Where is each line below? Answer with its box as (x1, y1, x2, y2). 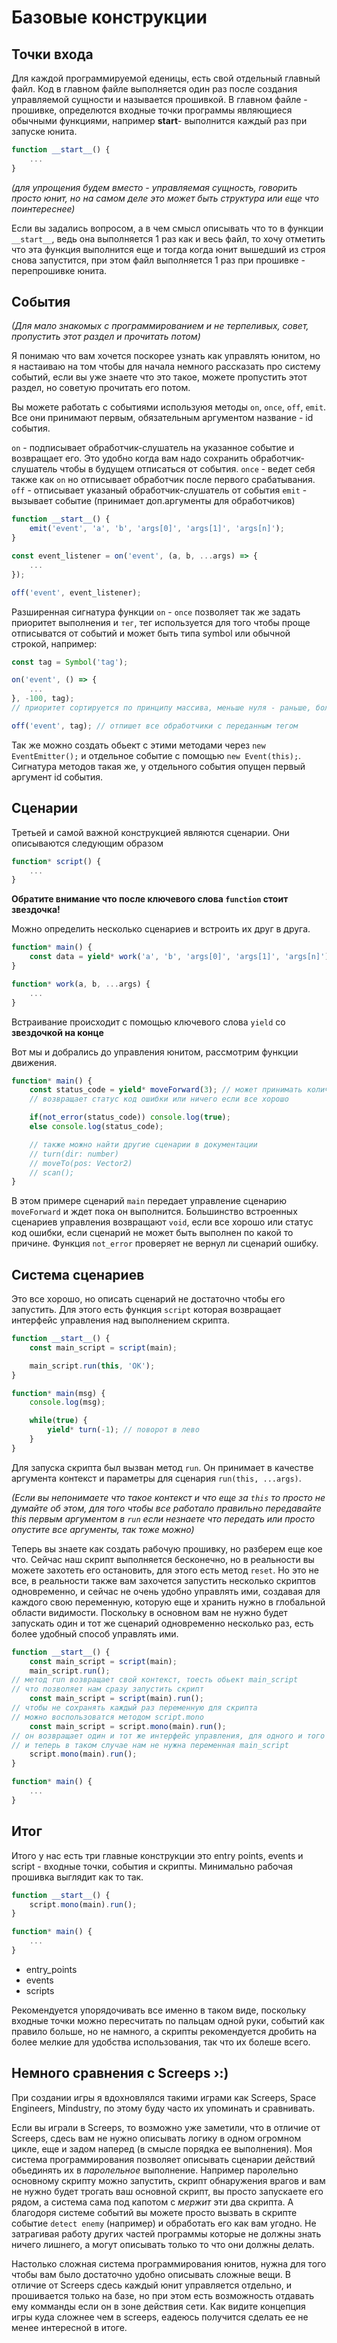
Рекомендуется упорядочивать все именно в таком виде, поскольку (11, 2004, 306, 2016)
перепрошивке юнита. (11, 264, 108, 276)
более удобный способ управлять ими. (11, 1627, 179, 1640)
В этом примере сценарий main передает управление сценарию (11, 1195, 287, 1207)
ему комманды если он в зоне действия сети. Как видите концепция (11, 2300, 306, 2312)
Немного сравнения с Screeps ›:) (11, 2065, 229, 2082)
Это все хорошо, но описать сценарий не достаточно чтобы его (11, 1293, 286, 1305)
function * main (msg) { (11, 1388, 106, 1398)
